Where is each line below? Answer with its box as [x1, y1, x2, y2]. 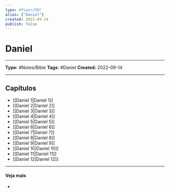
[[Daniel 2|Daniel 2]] [12, 103, 55, 108]
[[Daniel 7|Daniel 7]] [12, 130, 55, 135]
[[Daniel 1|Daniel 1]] [12, 97, 53, 103]
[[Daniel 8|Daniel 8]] [12, 135, 55, 141]
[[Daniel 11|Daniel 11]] [12, 151, 57, 157]
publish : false [5, 21, 37, 27]
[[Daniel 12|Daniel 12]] [12, 156, 59, 162]
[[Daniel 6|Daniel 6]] [12, 124, 55, 130]
